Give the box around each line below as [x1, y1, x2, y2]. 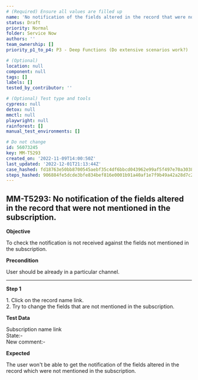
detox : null [6, 107, 35, 113]
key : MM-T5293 [6, 150, 41, 156]
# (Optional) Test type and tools [6, 95, 91, 102]
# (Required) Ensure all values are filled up [6, 8, 123, 15]
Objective [6, 228, 31, 235]
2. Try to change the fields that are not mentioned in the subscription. [6, 303, 175, 310]
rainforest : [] [6, 123, 44, 129]
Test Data [6, 315, 31, 322]
